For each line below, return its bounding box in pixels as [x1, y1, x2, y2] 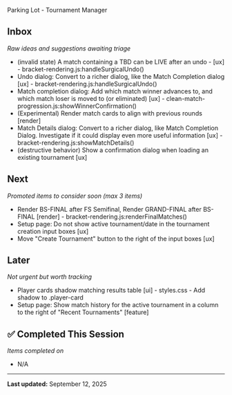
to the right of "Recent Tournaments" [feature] [17, 308, 149, 317]
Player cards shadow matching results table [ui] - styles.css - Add [17, 286, 206, 295]
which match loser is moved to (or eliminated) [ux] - [17, 94, 165, 102]
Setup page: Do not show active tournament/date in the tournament [17, 219, 210, 228]
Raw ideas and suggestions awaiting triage [7, 44, 131, 53]
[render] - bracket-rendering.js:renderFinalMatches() [36, 212, 188, 221]
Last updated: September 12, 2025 [7, 380, 107, 388]
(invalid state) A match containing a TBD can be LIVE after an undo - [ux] [17, 57, 225, 66]
